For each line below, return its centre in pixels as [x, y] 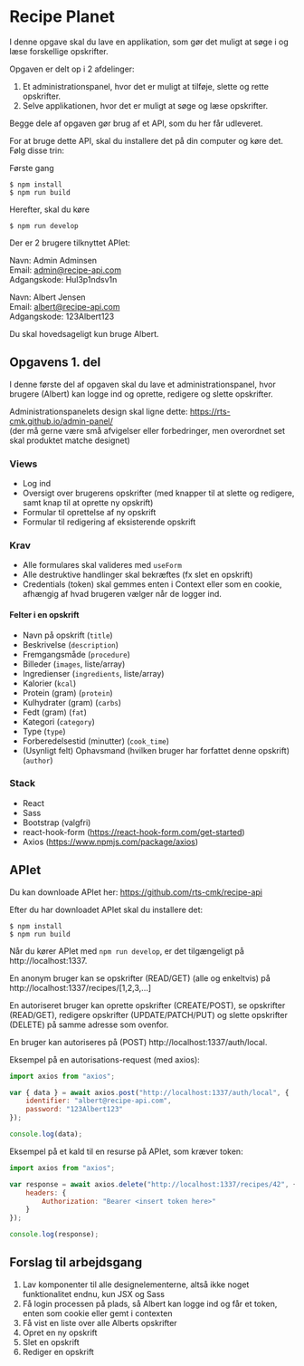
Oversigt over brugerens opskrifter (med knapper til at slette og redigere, [158, 493]
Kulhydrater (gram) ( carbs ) [72, 702]
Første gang [32, 168]
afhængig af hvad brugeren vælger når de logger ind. [122, 594]
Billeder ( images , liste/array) [74, 664]
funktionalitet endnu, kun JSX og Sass [94, 1294]
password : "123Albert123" [75, 1110]
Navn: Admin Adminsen [53, 260]
